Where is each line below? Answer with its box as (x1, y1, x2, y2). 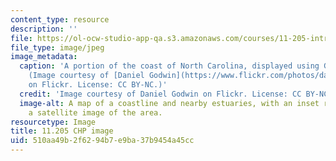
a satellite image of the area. (28, 107, 163, 118)
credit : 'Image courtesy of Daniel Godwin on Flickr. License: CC (19, 89, 302, 99)
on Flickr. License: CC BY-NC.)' (28, 80, 168, 90)
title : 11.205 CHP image (10, 126, 114, 136)
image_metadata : (10, 52, 78, 62)
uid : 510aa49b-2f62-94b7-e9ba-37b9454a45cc (10, 136, 195, 146)
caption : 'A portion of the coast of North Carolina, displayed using (19, 61, 320, 71)
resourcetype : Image (10, 117, 97, 127)
